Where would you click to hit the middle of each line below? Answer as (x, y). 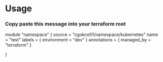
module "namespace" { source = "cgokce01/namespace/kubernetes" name (82, 34)
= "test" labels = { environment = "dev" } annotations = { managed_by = (78, 40)
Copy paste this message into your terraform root (65, 24)
